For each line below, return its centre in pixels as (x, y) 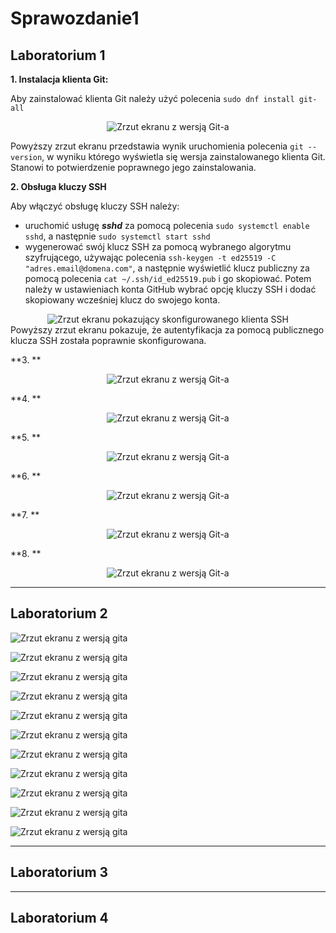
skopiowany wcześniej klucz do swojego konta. (122, 300)
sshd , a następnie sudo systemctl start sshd (117, 236)
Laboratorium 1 (58, 55)
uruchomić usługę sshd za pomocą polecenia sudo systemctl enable (167, 225)
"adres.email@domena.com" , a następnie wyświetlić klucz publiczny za (167, 268)
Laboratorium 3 (59, 872)
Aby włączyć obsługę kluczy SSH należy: (95, 206)
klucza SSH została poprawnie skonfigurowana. (108, 340)
